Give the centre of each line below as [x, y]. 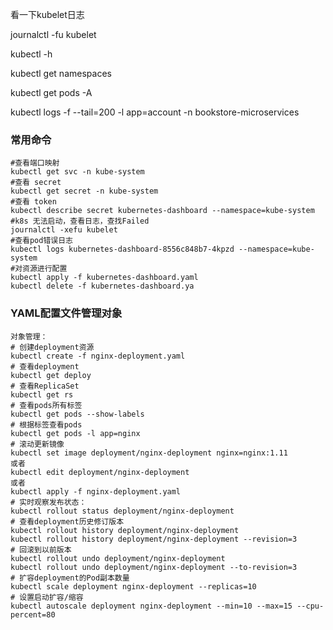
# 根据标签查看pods [46, 424]
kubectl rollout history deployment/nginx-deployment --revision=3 [154, 539]
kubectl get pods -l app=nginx [75, 433]
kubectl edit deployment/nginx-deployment [100, 472]
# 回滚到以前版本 [41, 549]
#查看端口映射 [35, 163]
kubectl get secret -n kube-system [84, 191]
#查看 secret [36, 183]
